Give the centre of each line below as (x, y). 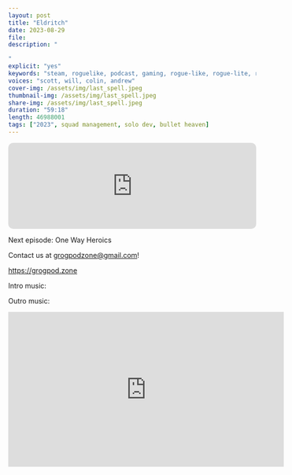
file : (17, 37)
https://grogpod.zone (43, 270)
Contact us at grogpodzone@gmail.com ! (74, 255)
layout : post (30, 15)
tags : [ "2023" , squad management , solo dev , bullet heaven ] (109, 125)
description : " (33, 45)
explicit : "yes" (35, 66)
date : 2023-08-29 (37, 30)
